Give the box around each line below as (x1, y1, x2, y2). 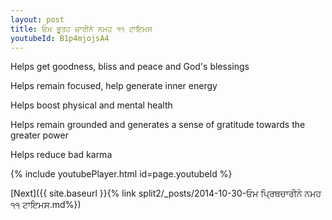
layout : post (10, 14, 65, 25)
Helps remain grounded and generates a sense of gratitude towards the (10, 119, 306, 131)
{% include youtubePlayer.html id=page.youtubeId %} (10, 168, 233, 180)
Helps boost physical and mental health (10, 99, 173, 111)
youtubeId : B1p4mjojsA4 (10, 33, 110, 43)
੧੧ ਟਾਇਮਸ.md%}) (10, 199, 82, 211)
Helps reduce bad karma (10, 149, 113, 161)
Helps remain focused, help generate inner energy (10, 80, 218, 92)
